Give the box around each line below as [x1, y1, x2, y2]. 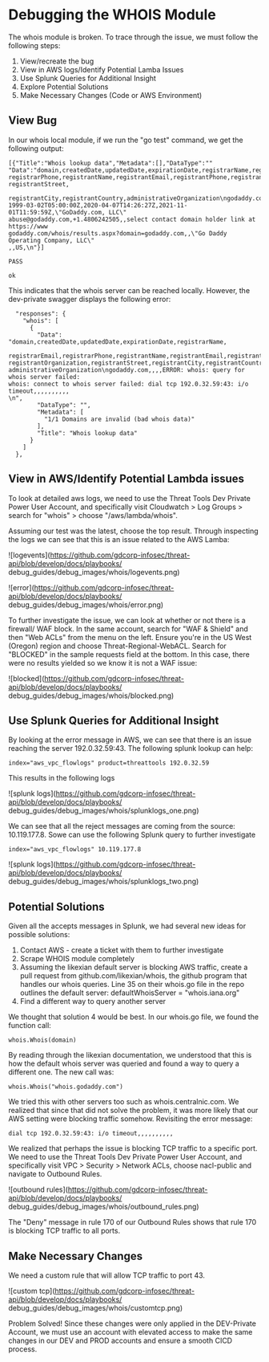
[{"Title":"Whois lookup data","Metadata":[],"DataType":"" [8, 159, 214, 167]
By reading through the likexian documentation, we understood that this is [8, 1050, 252, 1060]
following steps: [8, 40, 61, 50]
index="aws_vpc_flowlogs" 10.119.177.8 [8, 846, 142, 854]
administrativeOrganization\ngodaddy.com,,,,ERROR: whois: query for [8, 365, 246, 374]
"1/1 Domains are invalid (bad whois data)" [43, 415, 195, 423]
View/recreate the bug [19, 56, 94, 66]
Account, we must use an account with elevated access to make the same [8, 1327, 253, 1336]
